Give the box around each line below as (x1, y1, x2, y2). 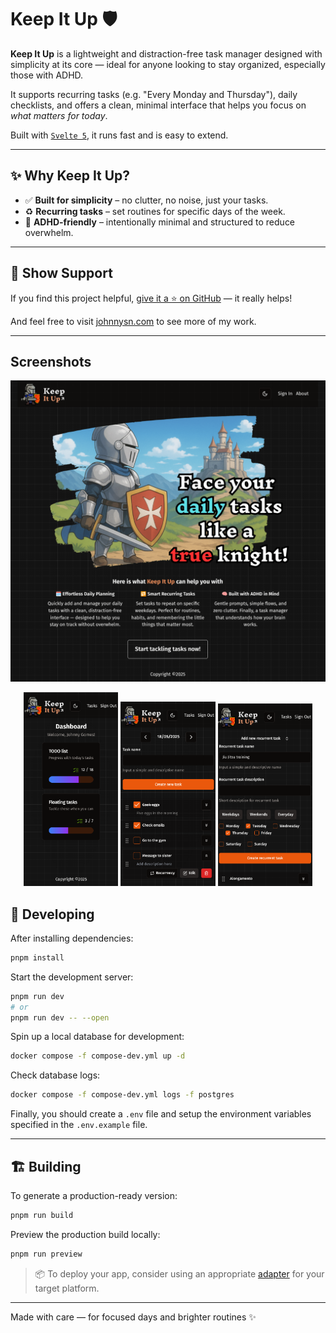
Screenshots (10, 353, 92, 370)
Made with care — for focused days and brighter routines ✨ (10, 1311, 257, 1323)
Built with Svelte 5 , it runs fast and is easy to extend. (10, 129, 229, 141)
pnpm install (10, 952, 65, 963)
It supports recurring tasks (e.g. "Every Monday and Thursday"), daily (10, 88, 298, 100)
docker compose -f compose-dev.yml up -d (10, 1051, 186, 1061)
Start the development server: (10, 971, 134, 983)
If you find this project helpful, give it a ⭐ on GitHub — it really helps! (10, 292, 293, 304)
